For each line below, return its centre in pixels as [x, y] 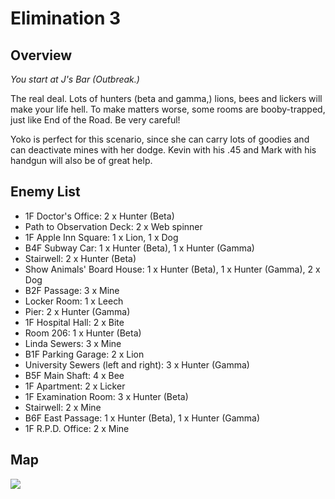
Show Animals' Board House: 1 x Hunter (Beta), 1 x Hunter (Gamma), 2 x [172, 269]
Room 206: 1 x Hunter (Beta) [83, 333]
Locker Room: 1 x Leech [74, 301]
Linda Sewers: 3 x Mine [73, 343]
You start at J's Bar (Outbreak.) [75, 79]
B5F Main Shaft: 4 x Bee [74, 375]
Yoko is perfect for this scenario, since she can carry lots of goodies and [160, 139]
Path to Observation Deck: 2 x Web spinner [113, 226]
